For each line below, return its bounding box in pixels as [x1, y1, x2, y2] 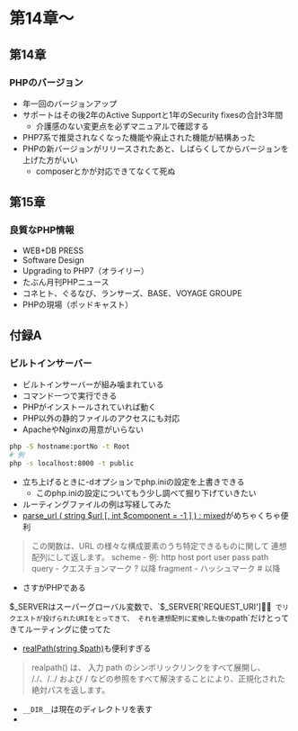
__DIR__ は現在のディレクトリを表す [22, 703, 153, 714]
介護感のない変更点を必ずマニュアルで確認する [35, 121, 209, 131]
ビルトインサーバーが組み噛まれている [22, 379, 164, 390]
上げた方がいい [22, 154, 78, 165]
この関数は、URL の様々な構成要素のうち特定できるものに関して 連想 [31, 540, 287, 551]
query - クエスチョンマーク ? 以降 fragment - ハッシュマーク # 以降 [31, 563, 281, 573]
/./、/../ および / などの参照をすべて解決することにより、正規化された [31, 672, 285, 684]
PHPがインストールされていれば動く [22, 402, 157, 412]
